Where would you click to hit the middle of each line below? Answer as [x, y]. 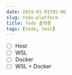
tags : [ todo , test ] [31, 29]
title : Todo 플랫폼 [29, 23]
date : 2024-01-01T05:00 [36, 12]
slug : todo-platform [32, 18]
